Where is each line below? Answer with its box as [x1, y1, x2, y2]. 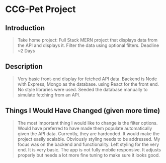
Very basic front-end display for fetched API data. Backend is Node [17, 76, 157, 82]
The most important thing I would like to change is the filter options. [17, 120, 158, 126]
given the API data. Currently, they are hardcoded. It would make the [17, 130, 160, 137]
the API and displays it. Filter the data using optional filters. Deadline [17, 42, 159, 48]
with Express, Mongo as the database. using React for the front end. [17, 81, 159, 87]
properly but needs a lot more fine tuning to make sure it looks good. [17, 152, 160, 158]
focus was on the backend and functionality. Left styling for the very [17, 141, 159, 147]
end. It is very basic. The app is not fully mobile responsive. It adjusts [17, 146, 161, 152]
